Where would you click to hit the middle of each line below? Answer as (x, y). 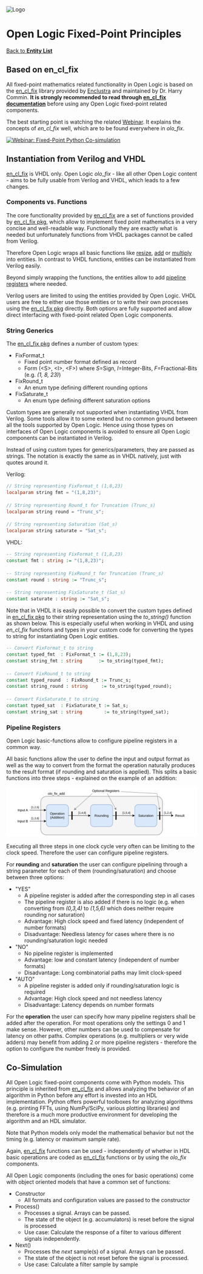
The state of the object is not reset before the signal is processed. (106, 1258)
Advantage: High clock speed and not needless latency (93, 998)
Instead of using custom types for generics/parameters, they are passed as (101, 450)
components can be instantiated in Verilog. (60, 438)
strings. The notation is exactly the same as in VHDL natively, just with (94, 456)
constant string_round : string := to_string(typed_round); (89, 687)
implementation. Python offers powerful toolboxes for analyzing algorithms (100, 1101)
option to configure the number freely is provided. (69, 1048)
